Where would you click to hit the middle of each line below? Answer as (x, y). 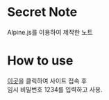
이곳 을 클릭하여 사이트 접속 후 (47, 81)
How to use (40, 61)
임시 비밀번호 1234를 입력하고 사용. (55, 89)
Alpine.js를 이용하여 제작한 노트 (50, 32)
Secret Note (42, 12)
